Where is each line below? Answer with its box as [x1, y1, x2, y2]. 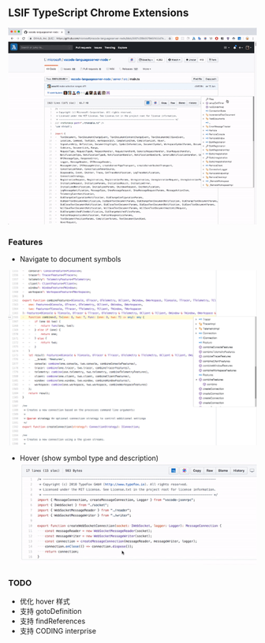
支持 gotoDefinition [19, 606, 82, 615]
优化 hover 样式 [19, 597, 71, 606]
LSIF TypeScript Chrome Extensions [8, 6, 189, 20]
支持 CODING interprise [19, 626, 97, 635]
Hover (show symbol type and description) [19, 453, 159, 463]
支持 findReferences [19, 616, 86, 626]
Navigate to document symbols [19, 254, 121, 263]
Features [8, 236, 43, 247]
